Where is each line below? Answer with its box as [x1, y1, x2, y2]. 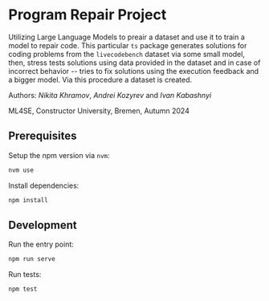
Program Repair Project [8, 6, 167, 24]
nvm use [8, 166, 35, 174]
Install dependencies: [8, 181, 79, 190]
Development [8, 218, 78, 232]
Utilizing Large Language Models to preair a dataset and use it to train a [8, 32, 245, 42]
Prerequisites [8, 129, 77, 143]
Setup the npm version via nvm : [8, 150, 110, 160]
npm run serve [8, 255, 56, 263]
